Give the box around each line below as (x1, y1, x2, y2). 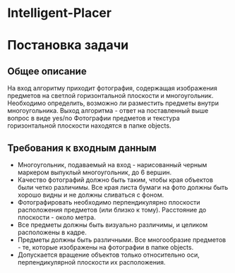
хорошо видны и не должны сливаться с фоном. (17, 190, 164, 199)
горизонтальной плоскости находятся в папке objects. (7, 121, 171, 130)
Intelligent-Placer (7, 5, 112, 21)
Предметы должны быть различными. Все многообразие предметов (17, 236, 227, 244)
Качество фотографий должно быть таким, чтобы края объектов (17, 176, 214, 184)
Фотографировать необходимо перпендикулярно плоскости (17, 198, 200, 206)
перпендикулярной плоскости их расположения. (17, 258, 166, 266)
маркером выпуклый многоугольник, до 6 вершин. (17, 168, 171, 176)
